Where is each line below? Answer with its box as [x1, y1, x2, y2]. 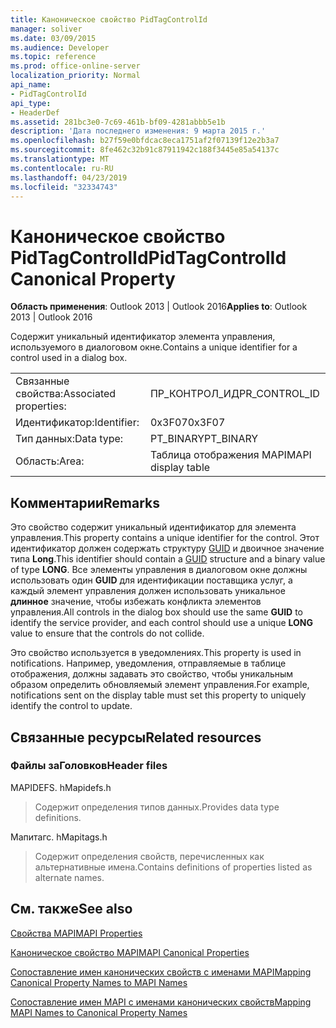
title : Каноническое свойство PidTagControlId [10, 14, 208, 25]
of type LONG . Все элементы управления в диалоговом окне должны [10, 564, 308, 576]
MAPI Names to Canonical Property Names [10, 1006, 188, 1018]
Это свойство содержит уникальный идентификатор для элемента [10, 521, 297, 533]
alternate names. [34, 871, 105, 883]
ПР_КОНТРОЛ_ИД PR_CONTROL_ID [149, 387, 320, 401]
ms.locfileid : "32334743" [10, 182, 118, 192]
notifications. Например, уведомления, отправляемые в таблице [10, 657, 287, 670]
